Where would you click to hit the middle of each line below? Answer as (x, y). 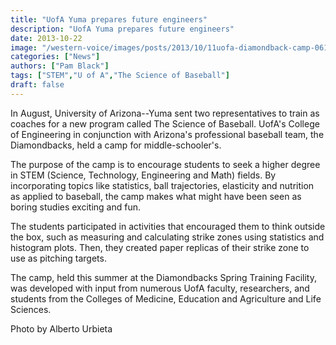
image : (24, 47)
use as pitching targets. (58, 258)
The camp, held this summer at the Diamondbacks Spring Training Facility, (163, 277)
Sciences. (31, 309)
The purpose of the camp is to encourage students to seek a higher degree (165, 164)
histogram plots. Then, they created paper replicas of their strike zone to (160, 247)
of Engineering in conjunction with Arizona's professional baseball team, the (167, 134)
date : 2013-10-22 (46, 38)
